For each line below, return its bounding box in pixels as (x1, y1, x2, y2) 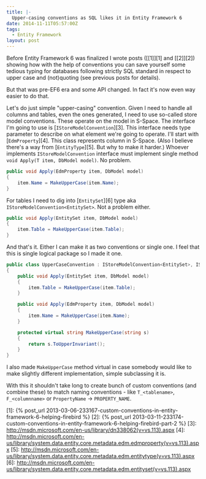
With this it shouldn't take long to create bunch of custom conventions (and (6, 382, 197, 389)
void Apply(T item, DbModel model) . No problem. (6, 157, 132, 163)
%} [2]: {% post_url (82, 413, 132, 421)
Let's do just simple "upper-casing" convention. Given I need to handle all (6, 104, 193, 111)
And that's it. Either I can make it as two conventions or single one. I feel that (6, 243, 200, 251)
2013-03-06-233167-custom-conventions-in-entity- (45, 407, 178, 415)
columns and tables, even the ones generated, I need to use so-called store (6, 111, 197, 118)
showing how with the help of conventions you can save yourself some (6, 61, 186, 68)
